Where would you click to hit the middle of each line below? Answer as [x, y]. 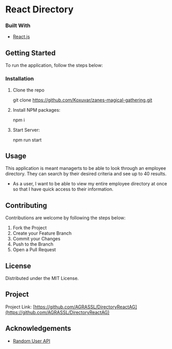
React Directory [40, 10]
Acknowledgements [38, 329]
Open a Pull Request [34, 250]
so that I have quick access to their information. [63, 189]
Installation [20, 79]
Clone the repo [28, 90]
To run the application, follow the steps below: [54, 65]
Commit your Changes [36, 239]
